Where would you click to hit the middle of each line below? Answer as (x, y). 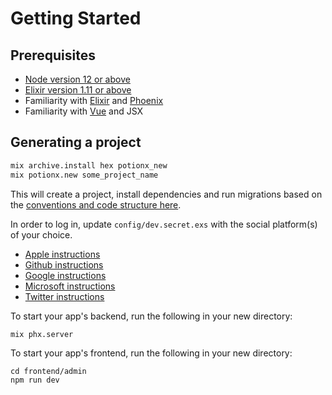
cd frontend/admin (48, 372)
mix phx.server (42, 334)
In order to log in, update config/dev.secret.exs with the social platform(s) (164, 224)
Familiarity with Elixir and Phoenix (94, 100)
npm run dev (35, 380)
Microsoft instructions (70, 286)
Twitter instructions (64, 296)
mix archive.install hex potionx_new (89, 165)
